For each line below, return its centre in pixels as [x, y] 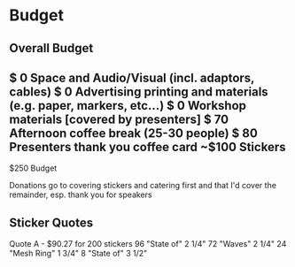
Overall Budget [51, 48]
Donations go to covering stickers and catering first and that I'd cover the [143, 186]
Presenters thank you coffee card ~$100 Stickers [147, 147]
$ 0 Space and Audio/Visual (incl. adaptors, [132, 77]
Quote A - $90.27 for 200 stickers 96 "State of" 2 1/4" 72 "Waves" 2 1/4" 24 [148, 244]
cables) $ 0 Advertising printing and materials [139, 92]
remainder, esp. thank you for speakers [81, 195]
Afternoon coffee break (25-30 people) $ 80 [134, 133]
